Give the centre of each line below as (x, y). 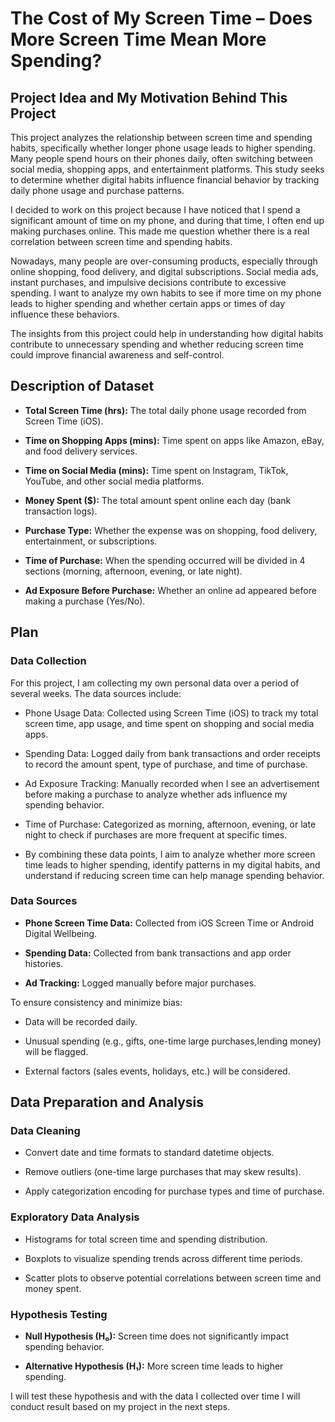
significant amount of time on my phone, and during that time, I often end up (167, 220)
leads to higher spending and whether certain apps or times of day (148, 303)
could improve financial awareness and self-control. (117, 355)
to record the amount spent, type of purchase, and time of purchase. (166, 764)
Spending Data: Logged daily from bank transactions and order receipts (172, 753)
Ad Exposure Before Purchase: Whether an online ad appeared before (170, 590)
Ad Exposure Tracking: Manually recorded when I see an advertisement (172, 783)
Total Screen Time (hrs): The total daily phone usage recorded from (165, 410)
